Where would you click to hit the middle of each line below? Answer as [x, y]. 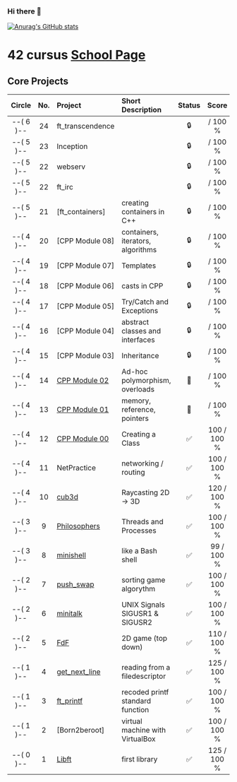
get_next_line [78, 672]
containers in [143, 212]
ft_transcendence [85, 126]
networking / [142, 463]
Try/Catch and [145, 302]
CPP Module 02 [83, 381]
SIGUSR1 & [140, 614]
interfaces [138, 340]
